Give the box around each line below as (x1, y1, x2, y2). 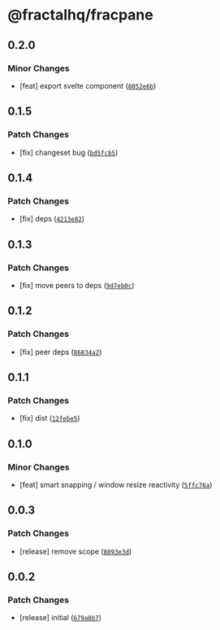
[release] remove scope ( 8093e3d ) (19, 546, 132, 556)
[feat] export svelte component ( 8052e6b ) (19, 81, 157, 90)
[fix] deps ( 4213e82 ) (19, 214, 85, 224)
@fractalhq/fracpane (7, 6, 153, 24)
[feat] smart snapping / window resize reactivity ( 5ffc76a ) (19, 480, 213, 489)
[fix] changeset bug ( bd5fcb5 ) (19, 147, 119, 157)
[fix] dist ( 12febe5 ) (19, 413, 80, 423)
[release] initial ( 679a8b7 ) (19, 613, 102, 623)
